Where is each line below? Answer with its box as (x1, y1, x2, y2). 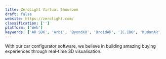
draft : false (5, 12, 32, 17)
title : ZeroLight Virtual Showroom (5, 7, 79, 12)
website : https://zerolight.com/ (5, 16, 74, 21)
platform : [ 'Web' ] (5, 25, 43, 30)
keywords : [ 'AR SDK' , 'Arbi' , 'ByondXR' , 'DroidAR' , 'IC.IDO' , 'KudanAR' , (5, 30, 163, 35)
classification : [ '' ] (5, 20, 50, 26)
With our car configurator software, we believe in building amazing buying (5, 43, 156, 49)
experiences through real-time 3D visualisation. (5, 48, 102, 54)
